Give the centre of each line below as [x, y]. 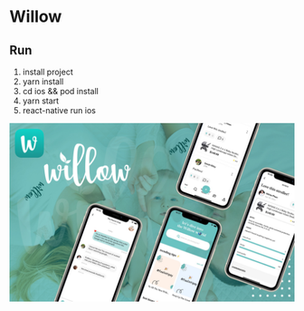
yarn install [43, 82]
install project [48, 72]
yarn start [41, 101]
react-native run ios [59, 110]
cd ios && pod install [61, 91]
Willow [36, 17]
